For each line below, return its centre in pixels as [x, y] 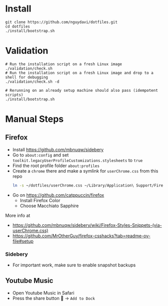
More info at [18, 215]
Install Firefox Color [40, 200]
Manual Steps [35, 119]
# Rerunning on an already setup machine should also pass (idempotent [81, 90]
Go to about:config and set [40, 155]
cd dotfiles [18, 26]
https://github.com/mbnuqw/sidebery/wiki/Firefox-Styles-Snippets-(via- [87, 225]
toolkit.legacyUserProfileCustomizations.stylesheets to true [77, 160]
